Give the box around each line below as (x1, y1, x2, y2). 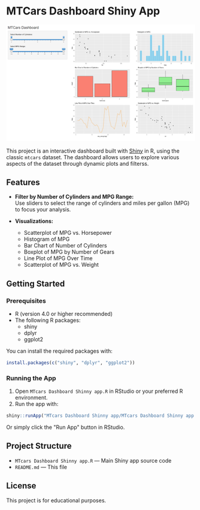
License (6, 481, 37, 491)
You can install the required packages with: (6, 347, 113, 354)
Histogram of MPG (23, 235, 70, 243)
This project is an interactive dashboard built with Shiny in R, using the (6, 147, 180, 154)
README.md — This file (14, 463, 68, 470)
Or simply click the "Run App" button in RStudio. (6, 423, 125, 431)
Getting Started (6, 278, 65, 289)
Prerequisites (6, 296, 46, 305)
